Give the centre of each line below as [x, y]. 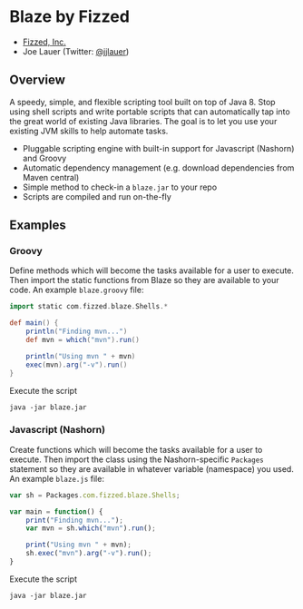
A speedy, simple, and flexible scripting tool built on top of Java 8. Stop [142, 102]
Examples [38, 226]
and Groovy [44, 158]
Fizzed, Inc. [44, 42]
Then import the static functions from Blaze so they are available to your [144, 280]
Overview [38, 80]
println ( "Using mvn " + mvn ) [81, 356]
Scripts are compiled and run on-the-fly [97, 196]
